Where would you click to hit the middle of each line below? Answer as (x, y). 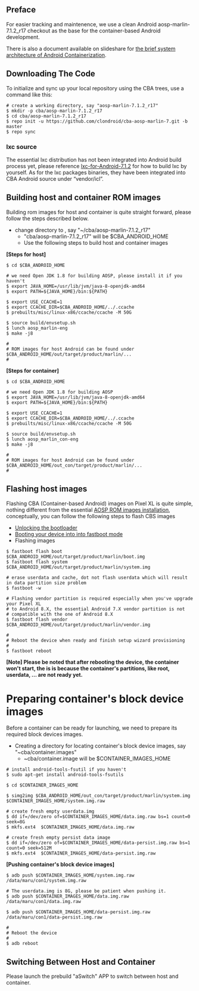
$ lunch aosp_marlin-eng (37, 328)
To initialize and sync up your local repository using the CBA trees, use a (95, 88)
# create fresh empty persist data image (58, 838)
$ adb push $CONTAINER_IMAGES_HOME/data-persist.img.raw (78, 912)
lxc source (22, 147)
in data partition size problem (46, 583)
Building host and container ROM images (83, 198)
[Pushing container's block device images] (60, 865)
